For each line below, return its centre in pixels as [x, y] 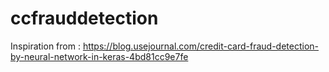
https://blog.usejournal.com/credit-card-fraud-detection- [201, 46]
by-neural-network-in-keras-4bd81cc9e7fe [99, 56]
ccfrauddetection [84, 18]
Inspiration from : [45, 46]
